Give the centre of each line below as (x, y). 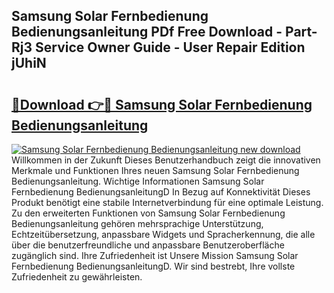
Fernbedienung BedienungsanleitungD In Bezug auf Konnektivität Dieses (161, 192)
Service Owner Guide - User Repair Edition (170, 47)
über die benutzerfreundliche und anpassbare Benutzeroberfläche (148, 245)
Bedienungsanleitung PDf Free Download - (147, 32)
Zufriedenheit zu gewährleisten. (77, 277)
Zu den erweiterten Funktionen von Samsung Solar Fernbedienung (148, 213)
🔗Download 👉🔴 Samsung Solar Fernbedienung (162, 104)
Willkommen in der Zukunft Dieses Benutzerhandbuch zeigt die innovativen (166, 160)
